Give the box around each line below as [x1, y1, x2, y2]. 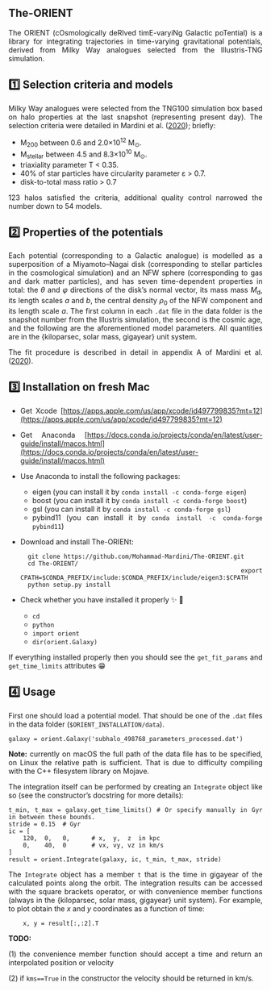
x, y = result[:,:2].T [23, 919, 99, 927]
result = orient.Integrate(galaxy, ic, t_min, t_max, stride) [8, 855, 222, 864]
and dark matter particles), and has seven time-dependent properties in [8, 277, 263, 286]
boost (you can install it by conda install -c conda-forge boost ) [31, 495, 248, 505]
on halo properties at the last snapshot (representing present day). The [8, 112, 263, 122]
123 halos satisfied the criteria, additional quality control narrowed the [8, 193, 263, 202]
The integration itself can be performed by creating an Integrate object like [8, 781, 263, 791]
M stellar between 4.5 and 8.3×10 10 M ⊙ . [19, 148, 148, 160]
